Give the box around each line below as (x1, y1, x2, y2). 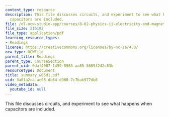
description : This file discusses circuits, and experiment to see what (5, 12, 161, 17)
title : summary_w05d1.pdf (5, 73, 59, 78)
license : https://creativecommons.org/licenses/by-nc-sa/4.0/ (5, 45, 138, 50)
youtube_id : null (10, 86, 46, 92)
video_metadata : (5, 82, 39, 87)
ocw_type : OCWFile (5, 49, 44, 54)
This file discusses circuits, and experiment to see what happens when (5, 100, 152, 106)
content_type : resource (5, 7, 55, 13)
